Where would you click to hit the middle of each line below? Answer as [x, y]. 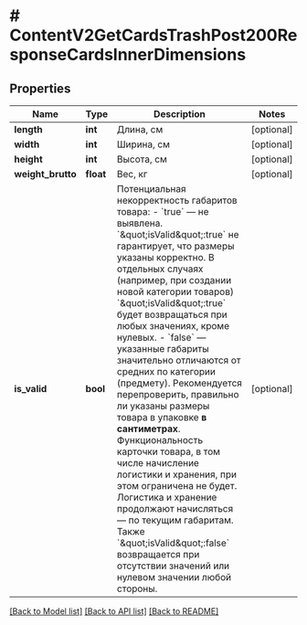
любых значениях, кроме [174, 326]
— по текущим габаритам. [176, 520]
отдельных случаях [160, 269]
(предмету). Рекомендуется [180, 383]
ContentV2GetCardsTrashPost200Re [153, 35]
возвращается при [159, 554]
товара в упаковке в [162, 417]
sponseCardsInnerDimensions [128, 55]
